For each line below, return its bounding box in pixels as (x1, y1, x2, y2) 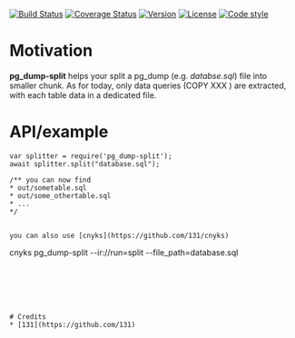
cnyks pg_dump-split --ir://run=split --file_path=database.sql (9, 246, 239, 258)
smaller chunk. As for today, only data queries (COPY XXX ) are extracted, (9, 80, 287, 91)
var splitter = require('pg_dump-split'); (9, 151, 172, 161)
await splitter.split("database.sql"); (9, 159, 161, 168)
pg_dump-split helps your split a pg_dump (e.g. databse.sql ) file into (9, 70, 268, 81)
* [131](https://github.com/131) (9, 320, 136, 329)
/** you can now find (9, 175, 92, 184)
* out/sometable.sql (9, 183, 88, 193)
